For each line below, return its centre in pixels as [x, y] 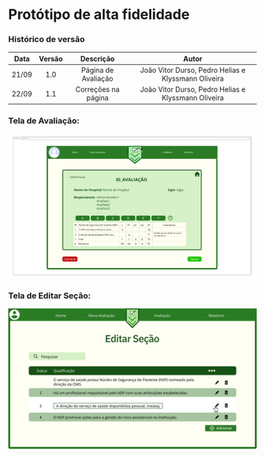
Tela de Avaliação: [44, 120]
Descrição [97, 59]
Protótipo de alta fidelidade [99, 15]
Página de [98, 70]
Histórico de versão [47, 40]
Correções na [97, 89]
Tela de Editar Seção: [50, 296]
